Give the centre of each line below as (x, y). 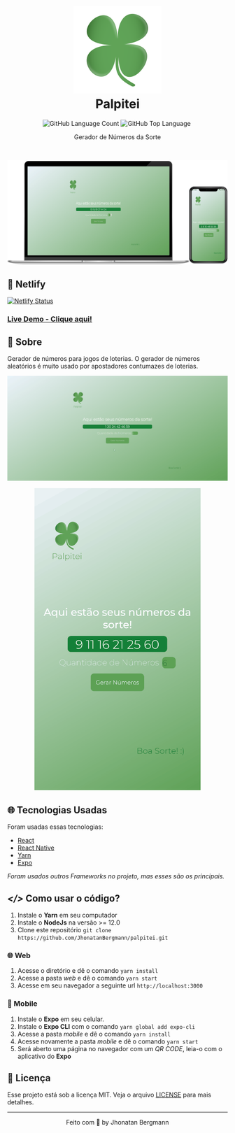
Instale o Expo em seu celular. (61, 1019)
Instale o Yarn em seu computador (67, 915)
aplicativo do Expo (44, 1056)
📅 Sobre (25, 342)
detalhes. (21, 1102)
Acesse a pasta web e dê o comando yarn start (87, 978)
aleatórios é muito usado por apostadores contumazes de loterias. (103, 366)
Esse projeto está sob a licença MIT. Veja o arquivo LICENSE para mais (109, 1095)
